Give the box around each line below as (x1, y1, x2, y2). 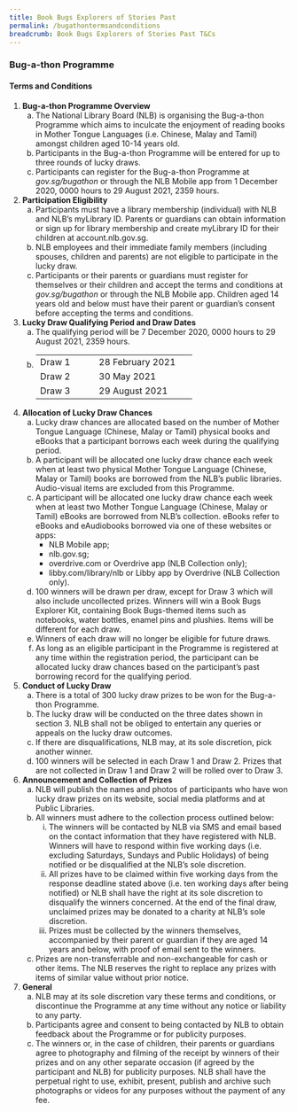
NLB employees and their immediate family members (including (35, 241, 268, 253)
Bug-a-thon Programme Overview (21, 100, 151, 111)
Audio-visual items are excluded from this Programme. (35, 482, 235, 493)
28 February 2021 (98, 355, 176, 368)
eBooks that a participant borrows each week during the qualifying (35, 435, 279, 446)
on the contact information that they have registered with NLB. (48, 830, 277, 842)
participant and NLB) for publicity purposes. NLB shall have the (35, 1066, 266, 1077)
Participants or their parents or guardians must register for (35, 269, 248, 280)
